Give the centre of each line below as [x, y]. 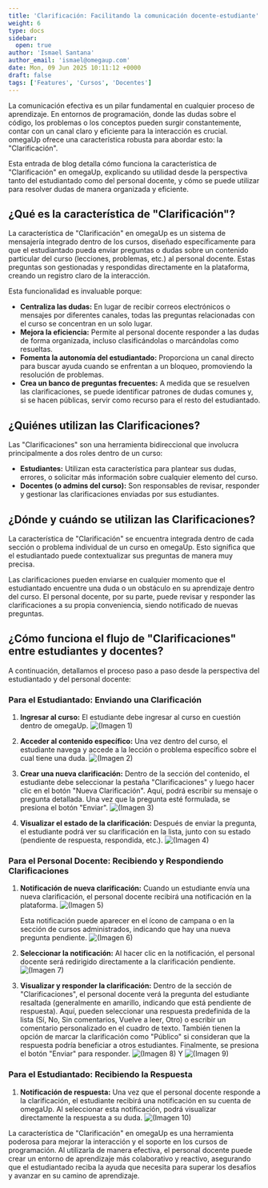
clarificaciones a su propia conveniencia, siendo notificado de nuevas [123, 605]
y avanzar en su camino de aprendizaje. [74, 1175]
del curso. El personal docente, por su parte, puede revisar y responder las [132, 596]
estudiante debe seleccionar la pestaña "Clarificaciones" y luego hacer [137, 782]
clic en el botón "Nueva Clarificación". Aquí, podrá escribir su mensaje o [139, 791]
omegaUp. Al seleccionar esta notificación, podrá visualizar [118, 1109]
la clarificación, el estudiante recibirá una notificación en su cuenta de [136, 1100]
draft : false [30, 75]
